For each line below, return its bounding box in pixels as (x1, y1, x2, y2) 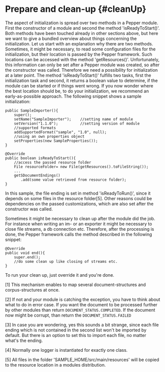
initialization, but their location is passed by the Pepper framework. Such (5, 51, 153, 57)
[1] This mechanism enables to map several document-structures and (5, 282, 146, 288)
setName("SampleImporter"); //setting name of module (14, 117, 133, 122)
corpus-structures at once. (5, 287, 60, 292)
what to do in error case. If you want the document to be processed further (5, 301, 158, 307)
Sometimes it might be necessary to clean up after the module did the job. (5, 215, 156, 221)
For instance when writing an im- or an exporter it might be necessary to (5, 221, 152, 227)
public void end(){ (5, 250, 45, 255)
